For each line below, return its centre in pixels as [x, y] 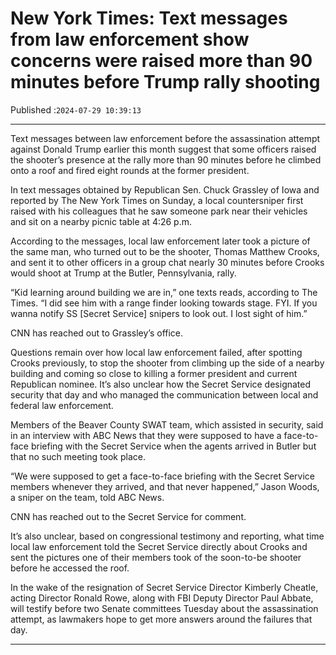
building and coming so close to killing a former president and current [154, 373]
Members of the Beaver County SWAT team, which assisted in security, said [167, 424]
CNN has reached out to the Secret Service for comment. [128, 516]
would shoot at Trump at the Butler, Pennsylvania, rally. [123, 273]
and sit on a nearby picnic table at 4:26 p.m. [101, 221]
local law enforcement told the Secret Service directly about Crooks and [159, 546]
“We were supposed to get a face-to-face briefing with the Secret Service [162, 476]
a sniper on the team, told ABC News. [87, 497]
